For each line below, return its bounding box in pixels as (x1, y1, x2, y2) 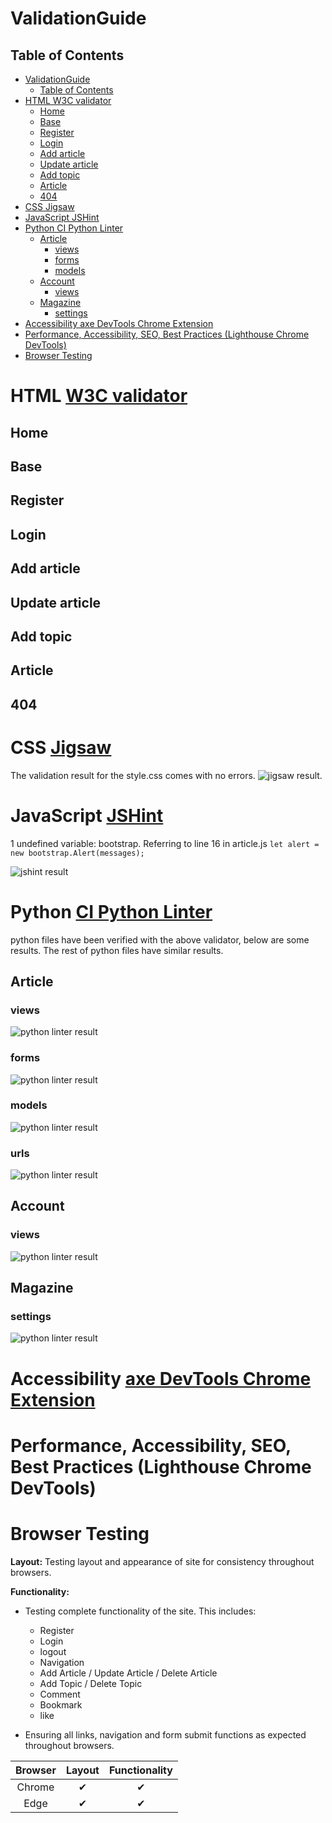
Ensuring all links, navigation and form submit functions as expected (24, 1728, 307, 1741)
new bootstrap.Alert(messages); (10, 848, 145, 858)
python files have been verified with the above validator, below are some (10, 933, 310, 946)
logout (39, 1645, 67, 1657)
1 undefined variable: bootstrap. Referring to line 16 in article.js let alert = (10, 837, 320, 849)
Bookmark (39, 1698, 83, 1711)
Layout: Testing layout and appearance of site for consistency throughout (10, 1555, 315, 1567)
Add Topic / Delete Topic (39, 1677, 143, 1689)
